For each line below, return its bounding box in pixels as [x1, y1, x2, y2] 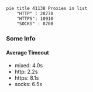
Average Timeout [6, 49, 49, 56]
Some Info [6, 34, 36, 42]
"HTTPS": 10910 [16, 16, 54, 22]
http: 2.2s [14, 68, 38, 76]
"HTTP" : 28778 [16, 11, 54, 16]
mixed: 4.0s [14, 62, 43, 69]
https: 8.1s [14, 74, 39, 81]
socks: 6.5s [14, 81, 43, 88]
